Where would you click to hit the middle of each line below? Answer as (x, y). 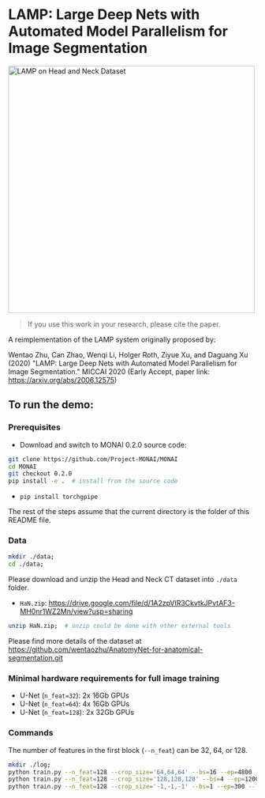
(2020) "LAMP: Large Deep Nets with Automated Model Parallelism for (123, 363)
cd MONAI (22, 467)
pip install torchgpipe (59, 497)
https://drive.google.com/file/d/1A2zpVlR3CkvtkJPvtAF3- (142, 603)
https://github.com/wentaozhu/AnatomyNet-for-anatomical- (106, 649)
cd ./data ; (26, 564)
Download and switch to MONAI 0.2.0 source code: (103, 444)
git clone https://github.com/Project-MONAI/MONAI (93, 459)
